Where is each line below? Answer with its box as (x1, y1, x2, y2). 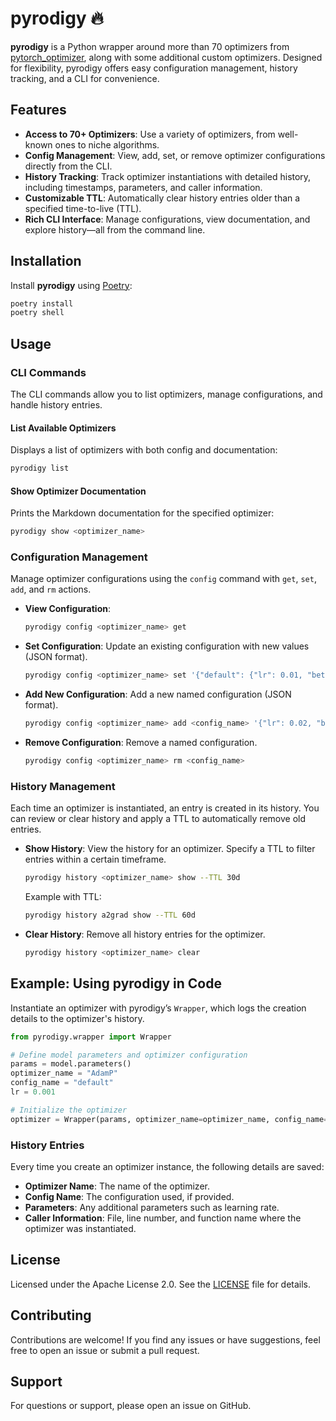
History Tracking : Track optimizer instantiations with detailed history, (24, 170, 312, 182)
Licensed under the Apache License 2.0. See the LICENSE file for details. (10, 1278, 312, 1290)
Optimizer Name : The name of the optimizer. (24, 1180, 210, 1192)
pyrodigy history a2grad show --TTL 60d (24, 910, 196, 921)
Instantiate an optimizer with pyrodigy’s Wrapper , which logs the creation (10, 1002, 307, 1014)
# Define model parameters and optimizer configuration (10, 1050, 248, 1060)
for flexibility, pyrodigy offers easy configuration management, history (10, 62, 298, 74)
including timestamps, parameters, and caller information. (24, 181, 263, 193)
